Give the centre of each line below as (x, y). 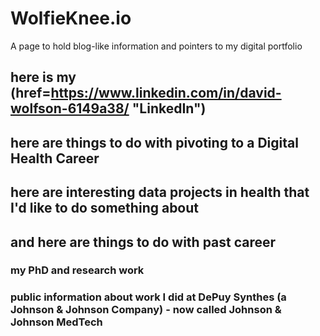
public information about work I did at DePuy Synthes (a (148, 297)
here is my (43, 77)
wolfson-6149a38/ (70, 108)
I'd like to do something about (105, 208)
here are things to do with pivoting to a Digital (154, 142)
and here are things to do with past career (143, 242)
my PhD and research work (77, 270)
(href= (31, 93)
